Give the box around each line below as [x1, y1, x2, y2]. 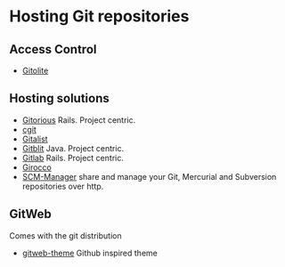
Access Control [9, 42, 97, 57]
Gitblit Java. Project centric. [21, 142, 125, 153]
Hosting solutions [9, 91, 110, 106]
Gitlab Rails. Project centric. [21, 152, 125, 163]
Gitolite [21, 65, 49, 76]
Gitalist [21, 133, 48, 144]
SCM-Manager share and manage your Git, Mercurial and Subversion [21, 171, 277, 182]
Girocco [21, 162, 52, 173]
